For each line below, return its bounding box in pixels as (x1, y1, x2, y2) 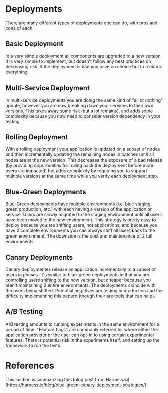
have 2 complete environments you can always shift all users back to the (5, 227, 155, 234)
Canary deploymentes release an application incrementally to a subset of (5, 266, 156, 272)
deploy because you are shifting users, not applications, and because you (5, 222, 158, 228)
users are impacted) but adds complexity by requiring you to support (5, 168, 148, 174)
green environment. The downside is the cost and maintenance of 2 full (5, 233, 153, 239)
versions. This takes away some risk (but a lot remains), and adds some (5, 108, 153, 114)
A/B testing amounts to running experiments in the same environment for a (5, 321, 159, 327)
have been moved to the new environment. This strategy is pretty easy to (5, 217, 156, 223)
